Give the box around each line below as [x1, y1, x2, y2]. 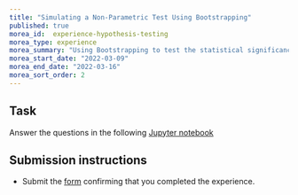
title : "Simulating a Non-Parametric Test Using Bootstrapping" [9, 12, 252, 22]
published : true [9, 21, 69, 30]
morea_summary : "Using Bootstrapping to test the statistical [9, 46, 244, 55]
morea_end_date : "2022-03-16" [9, 63, 122, 72]
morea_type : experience [9, 37, 98, 47]
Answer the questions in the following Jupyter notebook [9, 127, 215, 137]
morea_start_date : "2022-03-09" [9, 54, 129, 63]
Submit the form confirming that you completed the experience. [21, 176, 255, 187]
